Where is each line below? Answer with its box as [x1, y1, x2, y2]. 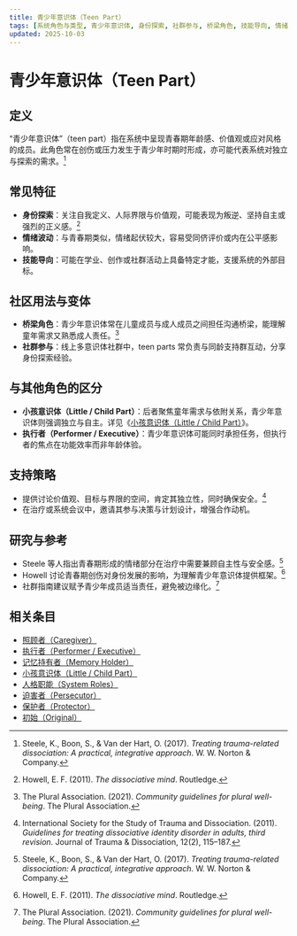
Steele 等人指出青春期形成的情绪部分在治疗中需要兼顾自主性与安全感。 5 [21, 557, 284, 569]
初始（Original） [21, 712, 82, 723]
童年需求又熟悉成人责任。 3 [21, 329, 119, 341]
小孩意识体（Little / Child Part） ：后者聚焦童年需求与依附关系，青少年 [21, 406, 275, 416]
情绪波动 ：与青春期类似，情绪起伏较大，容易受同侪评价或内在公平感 [21, 232, 270, 243]
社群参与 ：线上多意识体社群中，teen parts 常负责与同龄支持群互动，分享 [21, 341, 286, 352]
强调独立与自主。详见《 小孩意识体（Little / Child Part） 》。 [45, 417, 254, 428]
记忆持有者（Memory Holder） [21, 656, 134, 667]
